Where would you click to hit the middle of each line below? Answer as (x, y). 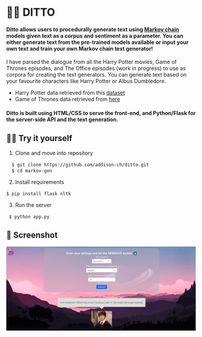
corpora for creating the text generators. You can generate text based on (96, 75)
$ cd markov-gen (32, 171)
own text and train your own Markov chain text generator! (80, 48)
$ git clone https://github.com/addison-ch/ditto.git (80, 165)
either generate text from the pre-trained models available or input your (97, 42)
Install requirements (39, 182)
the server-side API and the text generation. (62, 119)
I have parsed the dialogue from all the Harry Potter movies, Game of (92, 62)
